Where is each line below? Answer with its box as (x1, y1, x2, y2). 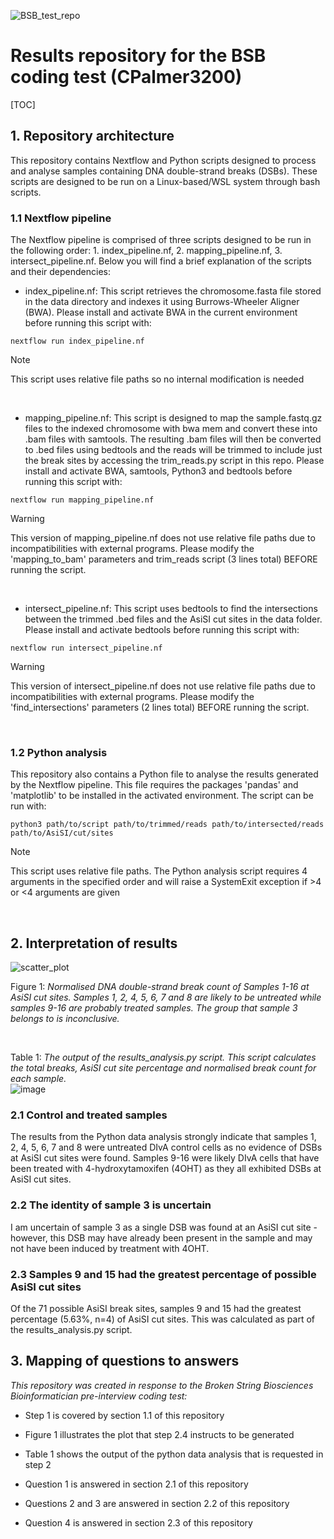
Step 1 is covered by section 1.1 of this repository (24, 1409, 225, 1421)
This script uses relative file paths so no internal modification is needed (10, 373, 305, 385)
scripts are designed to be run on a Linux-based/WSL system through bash (10, 175, 321, 187)
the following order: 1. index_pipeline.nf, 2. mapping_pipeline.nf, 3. (10, 245, 283, 257)
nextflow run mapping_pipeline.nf (10, 495, 155, 505)
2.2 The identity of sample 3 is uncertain (10, 1198, 212, 1212)
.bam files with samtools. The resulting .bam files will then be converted (24, 433, 322, 445)
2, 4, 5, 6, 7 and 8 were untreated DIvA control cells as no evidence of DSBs (10, 1141, 323, 1154)
